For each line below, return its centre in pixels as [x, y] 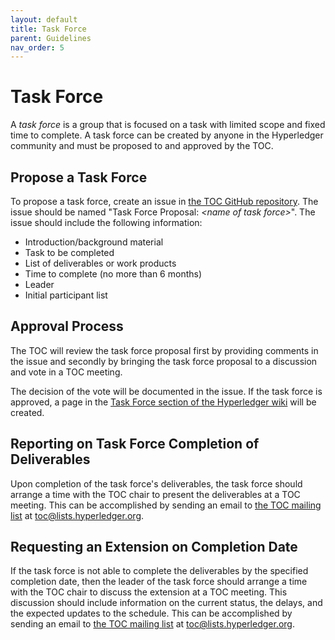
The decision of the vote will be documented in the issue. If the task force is [166, 391]
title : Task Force [48, 29]
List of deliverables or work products [100, 263]
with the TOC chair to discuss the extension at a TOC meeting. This [149, 592]
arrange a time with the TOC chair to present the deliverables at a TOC [155, 494]
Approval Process [67, 326]
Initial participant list [66, 295]
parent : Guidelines [51, 38]
